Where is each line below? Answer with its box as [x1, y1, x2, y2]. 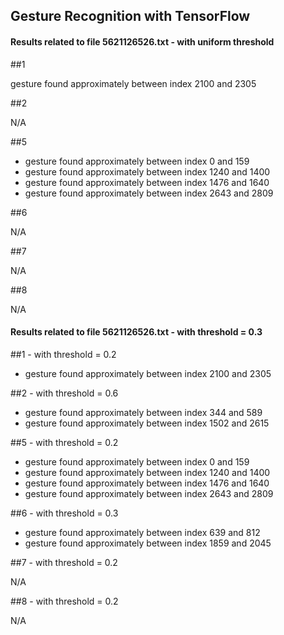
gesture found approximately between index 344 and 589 [24, 406, 263, 418]
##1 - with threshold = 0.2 [10, 348, 117, 360]
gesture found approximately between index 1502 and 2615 [24, 417, 270, 429]
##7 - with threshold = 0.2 [10, 556, 118, 568]
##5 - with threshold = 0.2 [10, 436, 119, 448]
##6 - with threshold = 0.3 [10, 507, 119, 519]
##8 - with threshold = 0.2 [10, 595, 119, 607]
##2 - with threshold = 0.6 [10, 387, 119, 399]
